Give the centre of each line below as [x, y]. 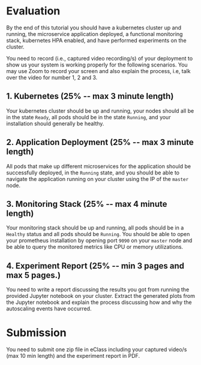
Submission [37, 333]
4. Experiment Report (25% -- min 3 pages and [95, 266]
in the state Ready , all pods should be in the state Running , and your [88, 117]
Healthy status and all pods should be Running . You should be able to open [98, 234]
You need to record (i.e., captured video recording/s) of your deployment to [100, 58]
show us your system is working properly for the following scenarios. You [97, 65]
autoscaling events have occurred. [49, 309]
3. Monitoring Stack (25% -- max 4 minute [87, 204]
